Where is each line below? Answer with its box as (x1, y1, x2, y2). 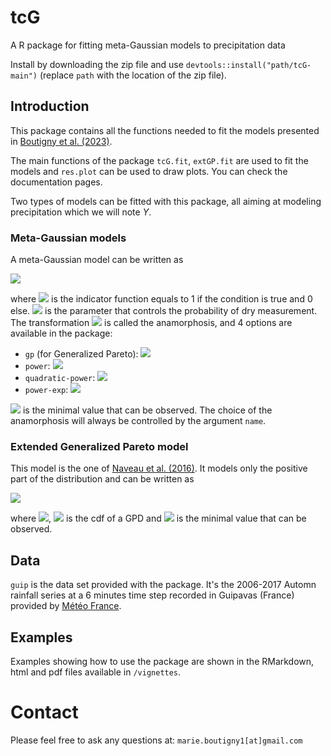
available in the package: (10, 327, 113, 340)
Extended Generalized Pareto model (10, 439, 189, 453)
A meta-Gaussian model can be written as (10, 254, 184, 266)
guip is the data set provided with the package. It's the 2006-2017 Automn (10, 579, 317, 591)
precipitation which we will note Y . (10, 206, 152, 218)
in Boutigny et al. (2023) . (10, 135, 113, 147)
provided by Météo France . (10, 600, 122, 612)
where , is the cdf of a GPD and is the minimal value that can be (10, 512, 307, 525)
